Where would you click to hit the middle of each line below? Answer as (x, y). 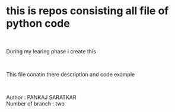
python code (38, 23)
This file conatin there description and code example (71, 74)
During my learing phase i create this (51, 51)
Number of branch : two (36, 103)
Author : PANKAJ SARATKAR (41, 97)
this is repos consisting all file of (87, 11)
